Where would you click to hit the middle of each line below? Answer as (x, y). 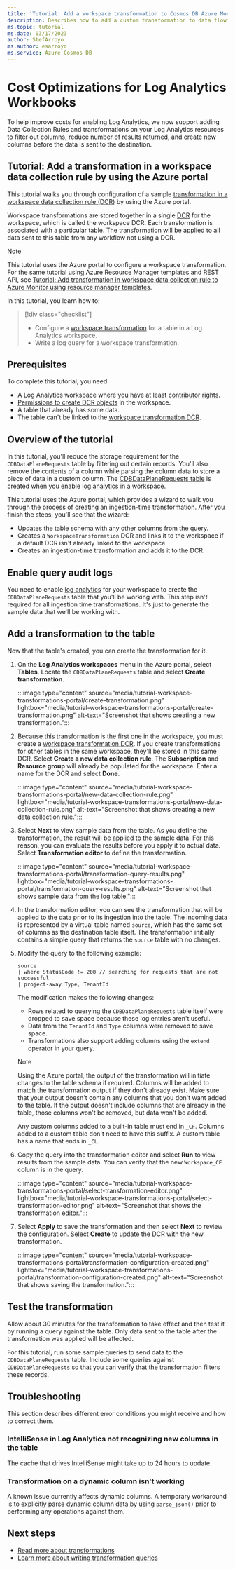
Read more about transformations (66, 1550)
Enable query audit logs (60, 572)
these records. (28, 1374)
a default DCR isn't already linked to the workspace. (92, 543)
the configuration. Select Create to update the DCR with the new (111, 1234)
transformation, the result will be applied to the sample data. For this (116, 838)
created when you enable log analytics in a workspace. (87, 486)
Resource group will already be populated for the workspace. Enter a (117, 766)
